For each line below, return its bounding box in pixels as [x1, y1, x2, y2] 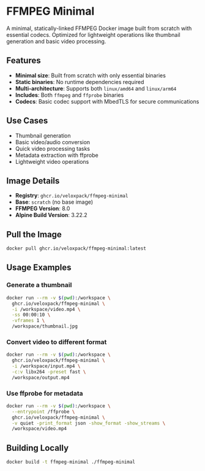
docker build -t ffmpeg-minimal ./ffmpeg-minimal [6, 459, 136, 465]
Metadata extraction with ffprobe [15, 151, 99, 159]
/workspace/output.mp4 [12, 374, 70, 381]
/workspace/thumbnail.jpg [12, 323, 78, 329]
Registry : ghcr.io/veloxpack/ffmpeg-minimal [15, 192, 129, 199]
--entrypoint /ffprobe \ [12, 408, 75, 415]
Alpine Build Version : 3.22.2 [15, 212, 88, 219]
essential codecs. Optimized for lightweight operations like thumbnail [6, 31, 181, 38]
